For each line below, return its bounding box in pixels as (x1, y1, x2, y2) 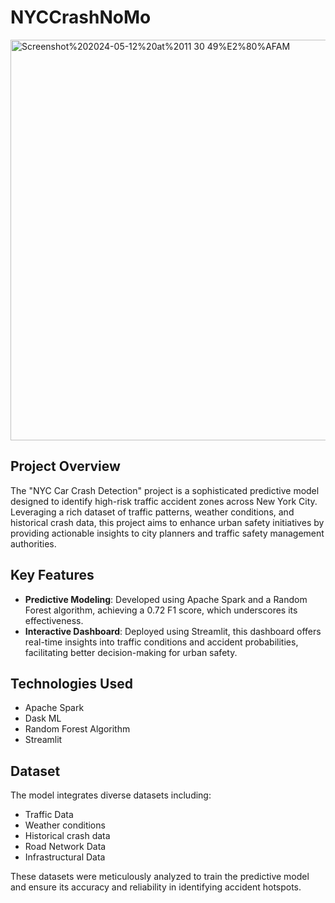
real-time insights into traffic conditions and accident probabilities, (24, 636, 299, 648)
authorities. (10, 537, 57, 550)
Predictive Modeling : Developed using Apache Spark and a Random (24, 593, 308, 605)
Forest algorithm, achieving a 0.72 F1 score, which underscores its (24, 604, 298, 616)
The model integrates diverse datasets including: (10, 789, 212, 801)
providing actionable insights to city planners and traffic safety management (10, 527, 325, 539)
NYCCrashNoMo (10, 6, 152, 29)
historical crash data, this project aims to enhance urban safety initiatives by (10, 516, 325, 528)
